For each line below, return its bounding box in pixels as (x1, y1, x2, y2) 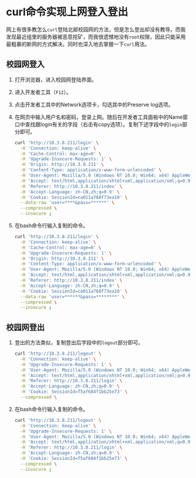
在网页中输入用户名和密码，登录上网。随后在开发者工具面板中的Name (14, 113, 183, 120)
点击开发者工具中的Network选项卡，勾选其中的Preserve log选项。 (14, 101, 174, 108)
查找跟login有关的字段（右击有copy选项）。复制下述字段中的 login (25, 121, 183, 128)
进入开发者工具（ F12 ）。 (14, 89, 72, 96)
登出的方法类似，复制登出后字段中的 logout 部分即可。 (14, 339, 143, 346)
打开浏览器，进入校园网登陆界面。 (14, 76, 97, 83)
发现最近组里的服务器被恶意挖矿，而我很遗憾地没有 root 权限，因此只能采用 (6, 33, 186, 40)
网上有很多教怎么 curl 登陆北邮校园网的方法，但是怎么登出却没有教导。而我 (6, 26, 186, 33)
